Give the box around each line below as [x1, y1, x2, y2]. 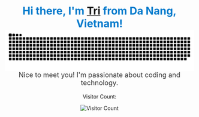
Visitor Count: [82, 93, 117, 100]
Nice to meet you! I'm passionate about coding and [19, 70, 180, 79]
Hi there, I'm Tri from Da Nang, [22, 4, 177, 18]
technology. [80, 78, 119, 87]
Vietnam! [76, 17, 123, 30]
